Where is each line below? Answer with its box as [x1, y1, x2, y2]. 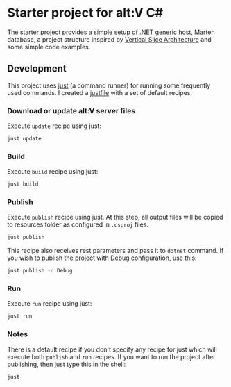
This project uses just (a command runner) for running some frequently [7, 81, 211, 90]
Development [7, 63, 67, 74]
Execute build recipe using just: [7, 167, 99, 176]
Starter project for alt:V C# [7, 5, 164, 21]
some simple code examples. [7, 42, 91, 51]
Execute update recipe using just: [7, 122, 102, 130]
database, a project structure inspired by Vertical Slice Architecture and [7, 35, 212, 43]
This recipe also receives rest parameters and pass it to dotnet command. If [7, 247, 224, 255]
